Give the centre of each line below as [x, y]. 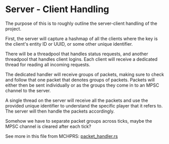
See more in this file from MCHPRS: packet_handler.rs [62, 136]
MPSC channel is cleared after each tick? [48, 126]
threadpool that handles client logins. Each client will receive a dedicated [81, 59]
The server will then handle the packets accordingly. [60, 111]
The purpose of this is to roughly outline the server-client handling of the [81, 23]
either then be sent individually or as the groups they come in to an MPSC [82, 85]
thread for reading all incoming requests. [48, 64]
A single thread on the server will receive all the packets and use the [77, 100]
